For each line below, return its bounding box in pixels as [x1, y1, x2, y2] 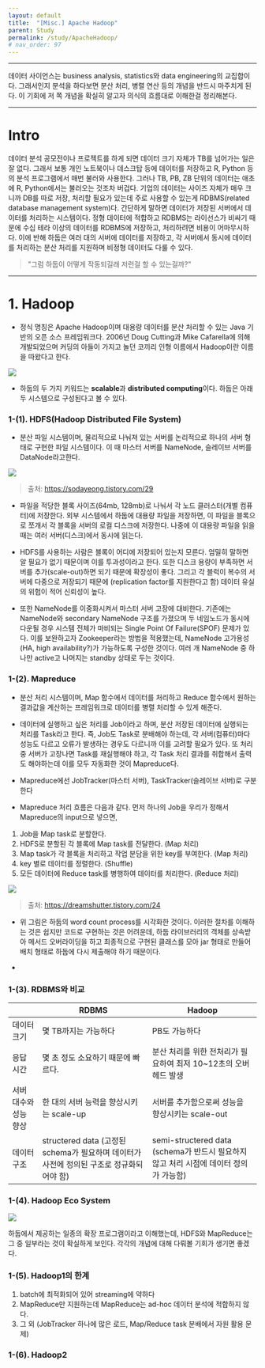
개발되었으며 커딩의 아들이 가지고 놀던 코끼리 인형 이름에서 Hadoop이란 [19, 342, 240, 351]
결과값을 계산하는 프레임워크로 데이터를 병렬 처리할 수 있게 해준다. [19, 702, 222, 712]
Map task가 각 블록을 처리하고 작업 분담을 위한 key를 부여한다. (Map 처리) [19, 848, 248, 858]
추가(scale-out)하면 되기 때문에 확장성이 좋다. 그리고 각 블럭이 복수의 [34, 567, 247, 577]
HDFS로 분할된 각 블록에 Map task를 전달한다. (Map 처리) [19, 839, 200, 848]
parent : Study [8, 26, 55, 34]
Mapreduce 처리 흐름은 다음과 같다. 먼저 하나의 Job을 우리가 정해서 [19, 802, 229, 812]
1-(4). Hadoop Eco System [8, 1195, 110, 1206]
